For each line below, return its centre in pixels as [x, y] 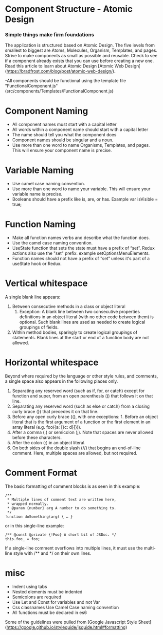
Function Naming [40, 224]
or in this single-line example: [35, 526]
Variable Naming [39, 170]
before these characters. [37, 438]
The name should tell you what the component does [64, 135]
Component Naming [47, 111]
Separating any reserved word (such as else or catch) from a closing [81, 406]
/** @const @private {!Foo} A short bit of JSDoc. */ [61, 535]
